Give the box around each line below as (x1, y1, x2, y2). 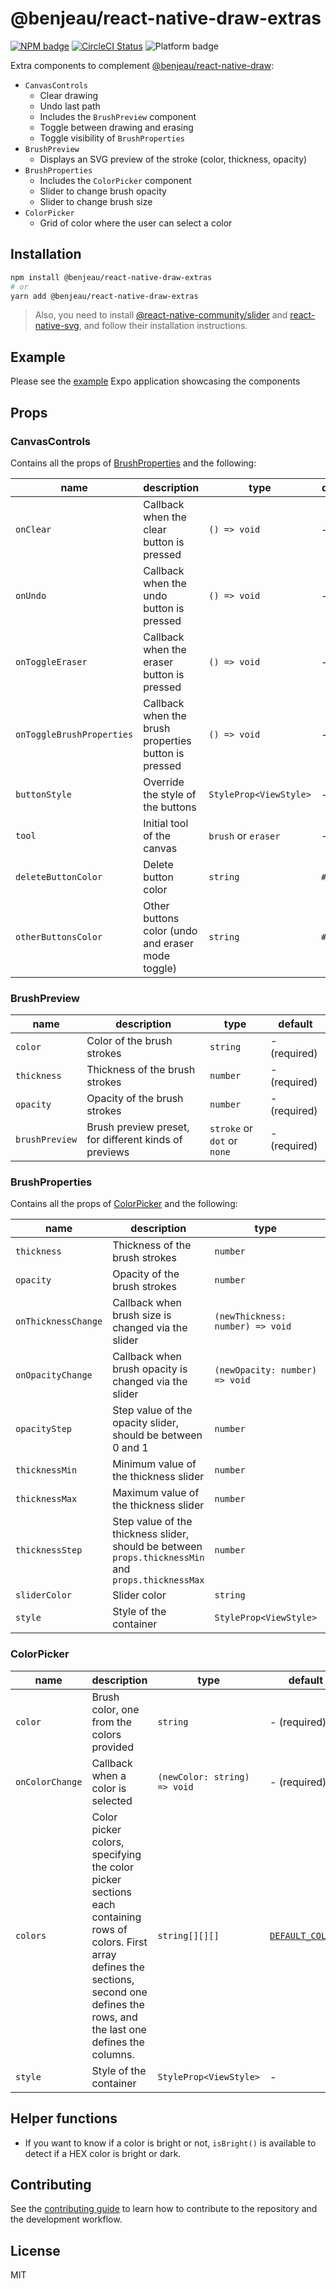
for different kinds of (86, 1133, 183, 1147)
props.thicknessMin (112, 1552, 205, 1564)
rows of (91, 1922, 128, 1936)
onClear (15, 523, 52, 535)
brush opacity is (112, 1362, 188, 1376)
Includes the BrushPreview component (39, 110, 197, 122)
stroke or (209, 1122, 254, 1136)
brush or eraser (208, 828, 281, 842)
